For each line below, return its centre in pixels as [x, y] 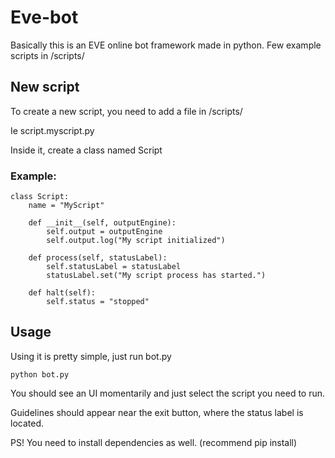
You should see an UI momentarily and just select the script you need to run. [168, 393]
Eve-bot [44, 17]
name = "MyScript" [66, 206]
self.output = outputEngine [104, 232]
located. [27, 423]
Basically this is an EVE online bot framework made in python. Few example [166, 45]
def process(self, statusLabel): [98, 258]
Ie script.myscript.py [52, 130]
